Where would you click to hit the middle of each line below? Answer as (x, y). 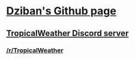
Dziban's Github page (61, 11)
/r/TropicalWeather (35, 50)
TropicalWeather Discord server (67, 33)
